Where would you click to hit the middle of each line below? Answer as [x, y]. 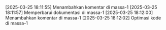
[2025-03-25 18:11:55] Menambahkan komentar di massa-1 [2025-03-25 [81, 7]
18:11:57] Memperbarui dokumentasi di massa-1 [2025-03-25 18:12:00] [79, 12]
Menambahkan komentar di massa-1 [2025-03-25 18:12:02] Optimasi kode [83, 18]
